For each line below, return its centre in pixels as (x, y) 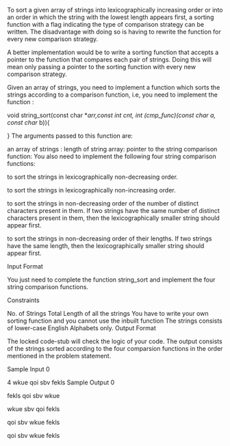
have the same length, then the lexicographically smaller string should (106, 246)
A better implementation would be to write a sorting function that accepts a (113, 52)
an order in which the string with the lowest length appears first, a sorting (111, 17)
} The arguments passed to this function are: (70, 136)
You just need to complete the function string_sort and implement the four (111, 280)
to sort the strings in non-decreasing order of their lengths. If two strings (110, 238)
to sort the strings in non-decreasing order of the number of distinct (103, 203)
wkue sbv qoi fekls (34, 409)
